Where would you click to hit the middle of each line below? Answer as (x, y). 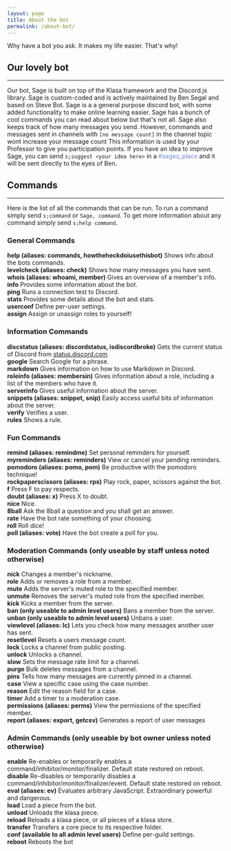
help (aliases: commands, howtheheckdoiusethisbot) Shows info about (110, 256)
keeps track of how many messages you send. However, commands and (110, 127)
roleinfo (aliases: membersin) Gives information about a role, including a (111, 376)
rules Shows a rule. (35, 419)
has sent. (20, 632)
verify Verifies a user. (38, 412)
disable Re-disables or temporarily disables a (71, 776)
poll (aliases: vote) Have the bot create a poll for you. (83, 533)
